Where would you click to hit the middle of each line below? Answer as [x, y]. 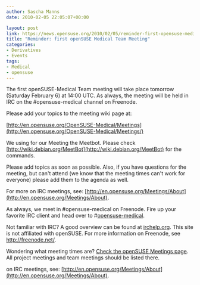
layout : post [22, 28]
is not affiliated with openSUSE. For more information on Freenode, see [93, 234]
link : [13, 33]
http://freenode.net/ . [31, 240]
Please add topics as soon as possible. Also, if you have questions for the [96, 167]
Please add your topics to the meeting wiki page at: [69, 113]
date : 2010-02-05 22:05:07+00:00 [48, 17]
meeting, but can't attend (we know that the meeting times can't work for [96, 174]
